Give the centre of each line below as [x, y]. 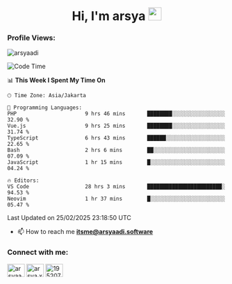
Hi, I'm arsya [109, 16]
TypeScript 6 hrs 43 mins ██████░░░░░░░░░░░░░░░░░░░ [116, 138]
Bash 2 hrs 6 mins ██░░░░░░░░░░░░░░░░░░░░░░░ [116, 150]
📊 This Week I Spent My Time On [56, 81]
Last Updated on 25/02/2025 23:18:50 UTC [69, 218]
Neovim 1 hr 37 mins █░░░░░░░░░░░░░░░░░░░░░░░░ [116, 199]
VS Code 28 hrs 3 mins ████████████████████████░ [116, 187]
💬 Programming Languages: [44, 108]
